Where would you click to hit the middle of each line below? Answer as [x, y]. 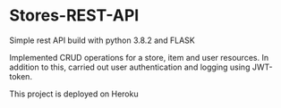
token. [21, 76]
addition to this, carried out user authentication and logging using [130, 67]
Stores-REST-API [74, 16]
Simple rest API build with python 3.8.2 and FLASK [102, 40]
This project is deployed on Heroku [74, 94]
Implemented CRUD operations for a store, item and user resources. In [139, 57]
